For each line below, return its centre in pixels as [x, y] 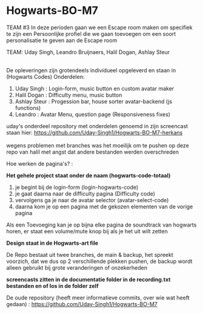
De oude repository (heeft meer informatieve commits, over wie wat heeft [98, 298]
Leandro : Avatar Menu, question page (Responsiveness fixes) [93, 114]
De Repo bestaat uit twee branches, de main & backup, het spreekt [90, 254]
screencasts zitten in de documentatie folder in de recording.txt [88, 279]
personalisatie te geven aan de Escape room [62, 40]
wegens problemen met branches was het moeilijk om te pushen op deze [98, 145]
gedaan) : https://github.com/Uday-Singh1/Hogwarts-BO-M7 [82, 304]
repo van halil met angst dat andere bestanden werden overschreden [92, 152]
